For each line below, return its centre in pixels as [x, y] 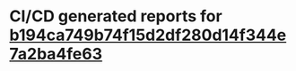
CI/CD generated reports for [116, 16]
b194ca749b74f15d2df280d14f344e [148, 35]
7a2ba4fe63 [56, 54]
